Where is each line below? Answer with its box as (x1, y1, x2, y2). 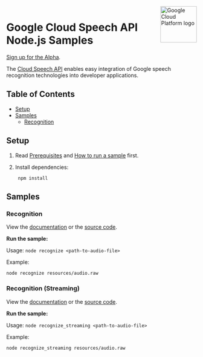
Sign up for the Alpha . (6, 53, 61, 61)
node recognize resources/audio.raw (6, 270, 98, 277)
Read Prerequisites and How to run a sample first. (14, 151, 139, 159)
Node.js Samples (6, 33, 94, 47)
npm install (18, 175, 48, 181)
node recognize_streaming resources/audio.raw (6, 345, 126, 351)
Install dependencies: (14, 163, 69, 171)
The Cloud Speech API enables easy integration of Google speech (6, 65, 171, 72)
